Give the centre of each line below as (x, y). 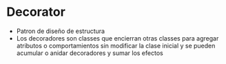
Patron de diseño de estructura (60, 31)
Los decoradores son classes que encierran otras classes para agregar (117, 38)
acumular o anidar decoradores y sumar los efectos (90, 53)
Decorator (36, 12)
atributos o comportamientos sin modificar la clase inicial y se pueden (116, 45)
